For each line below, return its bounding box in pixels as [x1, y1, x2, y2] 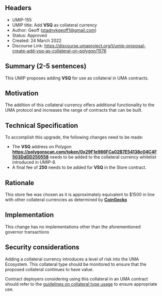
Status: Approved [12, 32, 47, 38]
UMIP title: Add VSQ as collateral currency [12, 22, 97, 28]
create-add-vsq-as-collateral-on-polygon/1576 [12, 48, 107, 54]
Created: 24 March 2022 [12, 38, 62, 43]
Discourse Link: [12, 42, 44, 48]
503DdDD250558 [12, 154, 49, 160]
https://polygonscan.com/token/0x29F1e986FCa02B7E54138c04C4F [12, 149, 157, 155]
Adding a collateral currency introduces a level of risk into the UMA [5, 256, 139, 262]
